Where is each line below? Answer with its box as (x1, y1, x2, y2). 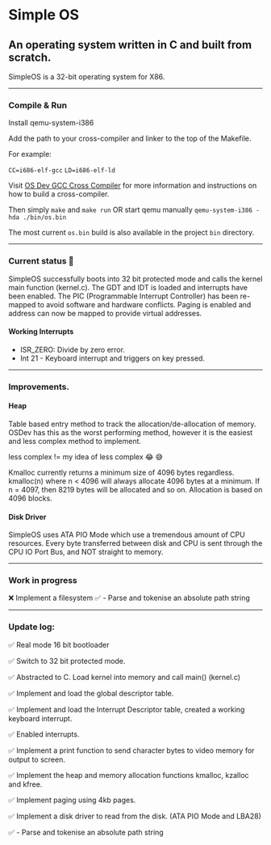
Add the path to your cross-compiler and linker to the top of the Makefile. (8, 133, 252, 143)
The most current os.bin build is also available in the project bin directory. (8, 228, 255, 238)
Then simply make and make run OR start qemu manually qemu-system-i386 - (8, 205, 260, 215)
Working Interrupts (8, 327, 74, 336)
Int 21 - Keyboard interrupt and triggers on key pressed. (19, 353, 206, 363)
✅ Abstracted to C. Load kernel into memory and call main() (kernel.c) (8, 672, 240, 682)
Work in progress (8, 575, 78, 586)
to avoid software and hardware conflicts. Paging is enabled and (37, 299, 252, 309)
